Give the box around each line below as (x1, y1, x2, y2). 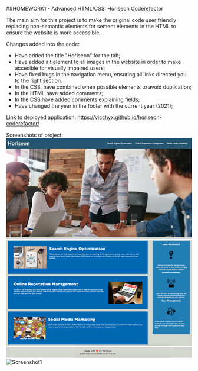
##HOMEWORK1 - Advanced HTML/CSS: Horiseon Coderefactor (6, 5, 164, 12)
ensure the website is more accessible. (6, 29, 101, 36)
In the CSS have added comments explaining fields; (14, 96, 140, 103)
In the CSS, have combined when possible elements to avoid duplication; (14, 83, 192, 91)
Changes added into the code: (6, 41, 80, 47)
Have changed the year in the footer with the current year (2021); (14, 102, 173, 109)
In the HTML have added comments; (14, 90, 104, 96)
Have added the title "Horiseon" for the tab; (14, 52, 121, 59)
